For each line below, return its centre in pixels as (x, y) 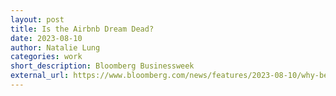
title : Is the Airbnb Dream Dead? (82, 29)
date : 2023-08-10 (46, 38)
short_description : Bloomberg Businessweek (102, 66)
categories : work (46, 57)
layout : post (37, 19)
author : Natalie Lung (55, 47)
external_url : (40, 76)
